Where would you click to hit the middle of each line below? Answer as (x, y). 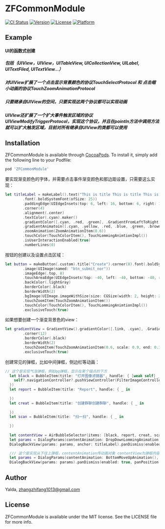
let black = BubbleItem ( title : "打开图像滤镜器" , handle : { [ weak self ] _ (85, 376)
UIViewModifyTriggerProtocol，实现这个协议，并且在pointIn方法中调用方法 (82, 121)
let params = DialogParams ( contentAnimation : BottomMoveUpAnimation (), (84, 458)
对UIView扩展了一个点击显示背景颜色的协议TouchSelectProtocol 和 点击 (78, 82)
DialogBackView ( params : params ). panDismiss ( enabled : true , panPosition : (85, 462)
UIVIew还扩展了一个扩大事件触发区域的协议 (49, 115)
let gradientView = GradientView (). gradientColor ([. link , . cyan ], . (76, 329)
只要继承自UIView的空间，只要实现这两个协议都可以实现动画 (66, 102)
